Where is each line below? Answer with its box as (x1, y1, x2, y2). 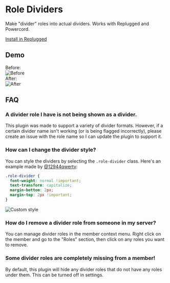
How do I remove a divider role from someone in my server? (5, 219, 156, 226)
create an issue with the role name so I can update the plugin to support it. (5, 133, 162, 139)
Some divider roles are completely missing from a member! (5, 255, 156, 262)
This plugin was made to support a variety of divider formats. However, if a (5, 123, 163, 129)
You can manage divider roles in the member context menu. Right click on (5, 231, 161, 237)
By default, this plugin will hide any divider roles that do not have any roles (5, 266, 162, 272)
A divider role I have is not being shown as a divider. (5, 111, 137, 118)
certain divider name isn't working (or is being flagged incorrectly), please (5, 128, 162, 134)
